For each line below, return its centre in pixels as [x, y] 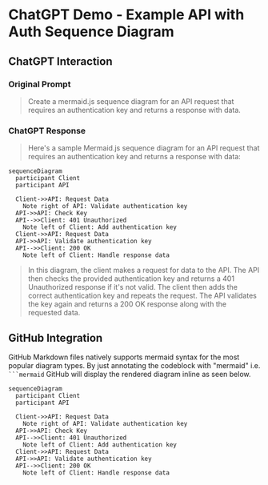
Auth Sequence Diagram [91, 32]
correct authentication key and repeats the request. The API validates [142, 296]
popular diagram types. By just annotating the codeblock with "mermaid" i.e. [134, 365]
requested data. [54, 313]
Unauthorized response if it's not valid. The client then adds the [133, 287]
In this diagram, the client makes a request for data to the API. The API [144, 271]
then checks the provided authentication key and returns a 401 [131, 279]
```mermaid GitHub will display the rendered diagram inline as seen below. [130, 374]
